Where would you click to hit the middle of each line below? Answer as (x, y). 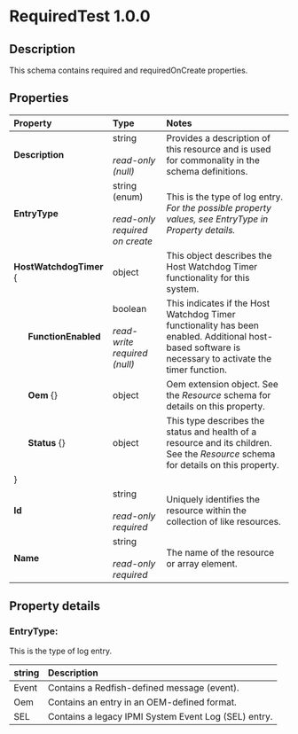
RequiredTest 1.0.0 (80, 16)
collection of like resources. (223, 521)
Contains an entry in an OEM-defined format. (142, 702)
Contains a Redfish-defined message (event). (143, 687)
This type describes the (216, 420)
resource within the (206, 510)
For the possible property (219, 207)
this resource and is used (219, 149)
